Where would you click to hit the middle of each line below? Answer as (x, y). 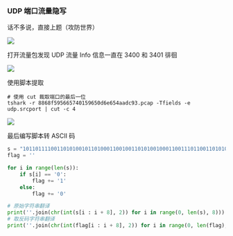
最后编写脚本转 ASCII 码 (41, 136)
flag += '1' (50, 181)
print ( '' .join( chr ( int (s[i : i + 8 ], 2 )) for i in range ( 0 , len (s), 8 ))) (116, 212)
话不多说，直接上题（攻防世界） (53, 27)
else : (28, 187)
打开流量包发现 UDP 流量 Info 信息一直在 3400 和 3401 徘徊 (92, 55)
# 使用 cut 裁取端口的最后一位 (46, 97)
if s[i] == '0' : (43, 174)
